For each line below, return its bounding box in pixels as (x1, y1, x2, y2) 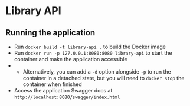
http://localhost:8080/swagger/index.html (14, 94, 120, 100)
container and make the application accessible (14, 56, 127, 62)
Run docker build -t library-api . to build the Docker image (14, 43, 166, 50)
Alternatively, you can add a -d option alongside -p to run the (22, 68, 172, 75)
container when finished (22, 81, 82, 88)
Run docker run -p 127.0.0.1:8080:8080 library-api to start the (14, 49, 172, 57)
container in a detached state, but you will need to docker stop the (22, 75, 185, 81)
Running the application (5, 28, 96, 38)
